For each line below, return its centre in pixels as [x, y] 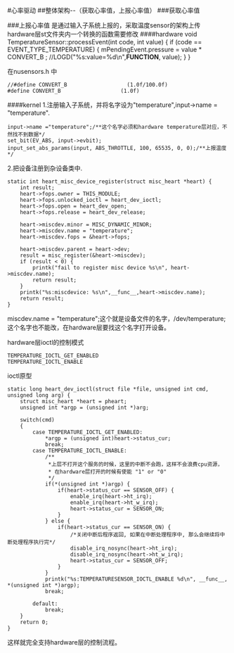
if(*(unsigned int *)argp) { [87, 484]
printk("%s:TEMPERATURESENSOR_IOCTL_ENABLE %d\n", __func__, [136, 579]
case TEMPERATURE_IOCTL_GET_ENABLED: [87, 432]
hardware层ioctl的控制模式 [46, 342]
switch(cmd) [37, 420]
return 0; [34, 622]
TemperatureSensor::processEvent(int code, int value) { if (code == [105, 42]
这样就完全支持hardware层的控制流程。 [64, 642]
